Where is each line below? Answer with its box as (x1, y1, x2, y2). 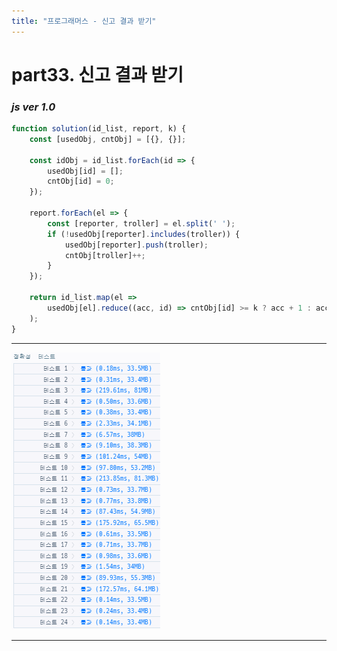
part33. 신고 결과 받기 (11, 63, 184, 86)
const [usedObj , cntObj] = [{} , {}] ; (29, 134, 187, 144)
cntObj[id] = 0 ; (47, 176, 115, 187)
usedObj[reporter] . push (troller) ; (64, 240, 209, 250)
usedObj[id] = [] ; (47, 166, 124, 176)
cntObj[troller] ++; (64, 250, 146, 260)
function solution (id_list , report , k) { (11, 124, 187, 134)
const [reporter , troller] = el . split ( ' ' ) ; (47, 218, 236, 229)
